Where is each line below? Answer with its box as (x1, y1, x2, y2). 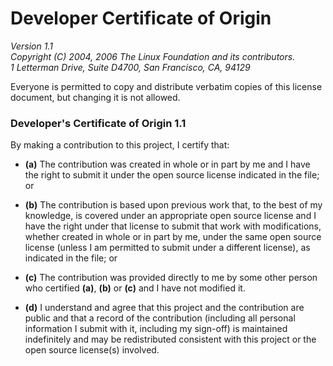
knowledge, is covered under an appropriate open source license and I (24, 210, 317, 222)
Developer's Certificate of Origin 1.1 (10, 116, 187, 130)
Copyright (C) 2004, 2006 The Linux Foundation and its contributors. (10, 50, 296, 62)
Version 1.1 (10, 40, 53, 52)
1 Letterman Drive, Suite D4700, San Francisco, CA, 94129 (10, 61, 251, 73)
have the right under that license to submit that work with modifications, (24, 220, 322, 232)
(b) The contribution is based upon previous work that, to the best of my (24, 199, 323, 211)
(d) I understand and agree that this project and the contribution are (24, 302, 305, 314)
